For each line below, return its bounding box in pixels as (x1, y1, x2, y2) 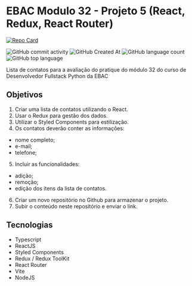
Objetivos (6, 90, 43, 100)
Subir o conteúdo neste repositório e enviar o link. (14, 202, 138, 210)
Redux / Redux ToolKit (14, 255, 70, 262)
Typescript (14, 236, 42, 243)
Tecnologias (6, 220, 53, 230)
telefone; (14, 149, 37, 156)
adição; (14, 172, 34, 179)
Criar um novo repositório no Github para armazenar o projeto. (14, 196, 169, 204)
